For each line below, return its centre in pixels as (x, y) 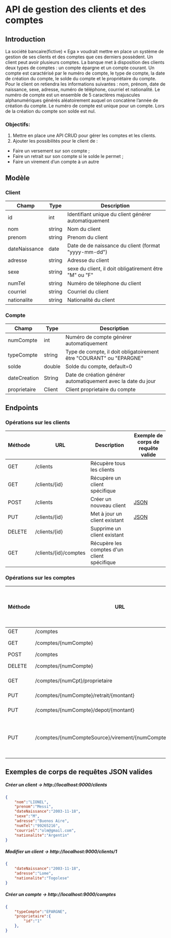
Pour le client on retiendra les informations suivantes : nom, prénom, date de (85, 84)
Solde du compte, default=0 (99, 367)
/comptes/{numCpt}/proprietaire (74, 681)
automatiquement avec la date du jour (111, 381)
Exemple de (149, 435)
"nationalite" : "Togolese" (42, 878)
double (52, 367)
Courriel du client (88, 292)
